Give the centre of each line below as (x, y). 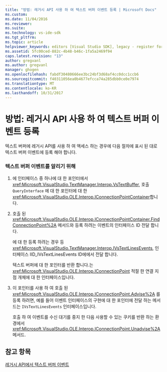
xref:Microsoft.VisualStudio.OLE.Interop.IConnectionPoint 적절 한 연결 (83, 271)
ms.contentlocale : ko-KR (31, 88)
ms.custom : (16, 14)
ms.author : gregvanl (27, 65)
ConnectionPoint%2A (35, 225)
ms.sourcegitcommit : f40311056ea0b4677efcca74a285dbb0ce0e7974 (72, 79)
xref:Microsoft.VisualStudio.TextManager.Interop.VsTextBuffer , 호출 (81, 184)
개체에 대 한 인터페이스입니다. (46, 277)
